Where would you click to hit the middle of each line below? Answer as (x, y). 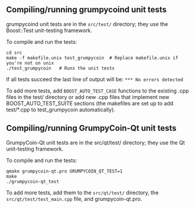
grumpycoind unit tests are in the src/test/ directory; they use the (87, 24)
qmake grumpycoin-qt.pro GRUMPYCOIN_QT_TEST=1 (64, 171)
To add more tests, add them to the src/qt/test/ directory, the (82, 193)
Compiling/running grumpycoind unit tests (87, 10)
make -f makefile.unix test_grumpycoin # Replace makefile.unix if (92, 58)
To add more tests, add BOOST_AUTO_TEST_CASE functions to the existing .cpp (97, 91)
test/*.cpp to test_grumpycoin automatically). (61, 110)
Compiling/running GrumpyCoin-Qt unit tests (91, 128)
